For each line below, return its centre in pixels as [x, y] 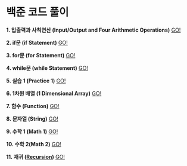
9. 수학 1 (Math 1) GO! [32, 131]
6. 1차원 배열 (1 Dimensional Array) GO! [54, 93]
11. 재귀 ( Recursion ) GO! [36, 156]
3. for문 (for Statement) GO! [41, 55]
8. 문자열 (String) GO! [32, 119]
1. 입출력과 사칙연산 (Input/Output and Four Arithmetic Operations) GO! [93, 30]
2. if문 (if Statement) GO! [37, 42]
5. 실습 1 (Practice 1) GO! [36, 81]
